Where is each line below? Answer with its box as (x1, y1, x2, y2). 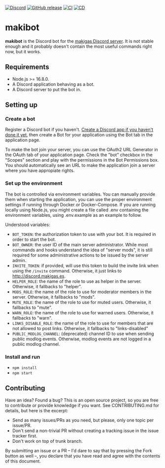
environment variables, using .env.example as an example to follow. (5, 212, 142, 218)
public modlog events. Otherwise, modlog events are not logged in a (12, 335, 151, 342)
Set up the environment (5, 180, 63, 187)
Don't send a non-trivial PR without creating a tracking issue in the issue (12, 428, 159, 434)
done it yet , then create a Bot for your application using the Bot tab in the (5, 132, 153, 138)
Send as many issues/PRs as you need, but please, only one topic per (12, 417, 154, 423)
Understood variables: (5, 222, 50, 228)
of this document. (5, 458, 41, 464)
